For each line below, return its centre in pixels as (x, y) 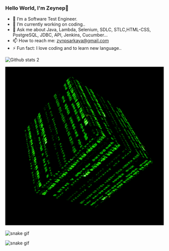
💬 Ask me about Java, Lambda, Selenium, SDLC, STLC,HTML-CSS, (81, 30)
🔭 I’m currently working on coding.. (49, 24)
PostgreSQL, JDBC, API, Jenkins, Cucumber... (60, 35)
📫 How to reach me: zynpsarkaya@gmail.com (61, 41)
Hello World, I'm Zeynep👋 (37, 8)
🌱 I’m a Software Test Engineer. (45, 19)
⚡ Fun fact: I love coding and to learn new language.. (67, 48)
